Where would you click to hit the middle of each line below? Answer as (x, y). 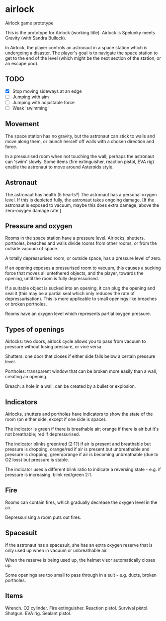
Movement (22, 124)
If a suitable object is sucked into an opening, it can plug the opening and (80, 288)
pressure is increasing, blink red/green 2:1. (49, 475)
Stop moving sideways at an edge (47, 91)
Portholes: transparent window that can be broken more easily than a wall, (81, 371)
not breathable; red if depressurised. (43, 434)
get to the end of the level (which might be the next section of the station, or (83, 58)
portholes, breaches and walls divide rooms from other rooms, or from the (81, 243)
